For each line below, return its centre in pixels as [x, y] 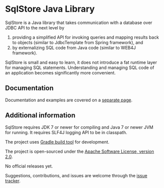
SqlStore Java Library [50, 9]
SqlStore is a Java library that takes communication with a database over [79, 23]
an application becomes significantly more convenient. [60, 72]
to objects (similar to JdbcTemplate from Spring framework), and [78, 42]
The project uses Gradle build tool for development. [57, 142]
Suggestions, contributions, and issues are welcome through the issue [76, 175]
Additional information [40, 115]
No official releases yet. [29, 166]
